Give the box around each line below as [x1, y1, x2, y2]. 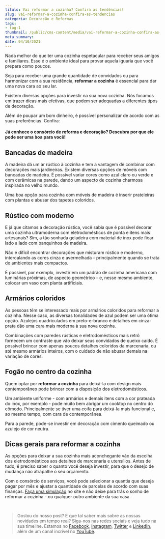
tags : [5, 21, 16, 26]
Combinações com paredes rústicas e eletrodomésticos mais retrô [5, 332, 140, 338]
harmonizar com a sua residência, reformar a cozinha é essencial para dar [5, 78, 157, 84]
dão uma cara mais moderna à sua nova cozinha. [17, 323, 116, 329]
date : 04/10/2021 [5, 39, 41, 44]
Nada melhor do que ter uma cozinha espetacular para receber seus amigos [5, 53, 160, 58]
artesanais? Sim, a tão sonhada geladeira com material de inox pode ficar [5, 234, 154, 241]
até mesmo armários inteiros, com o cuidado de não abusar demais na [5, 348, 148, 354]
